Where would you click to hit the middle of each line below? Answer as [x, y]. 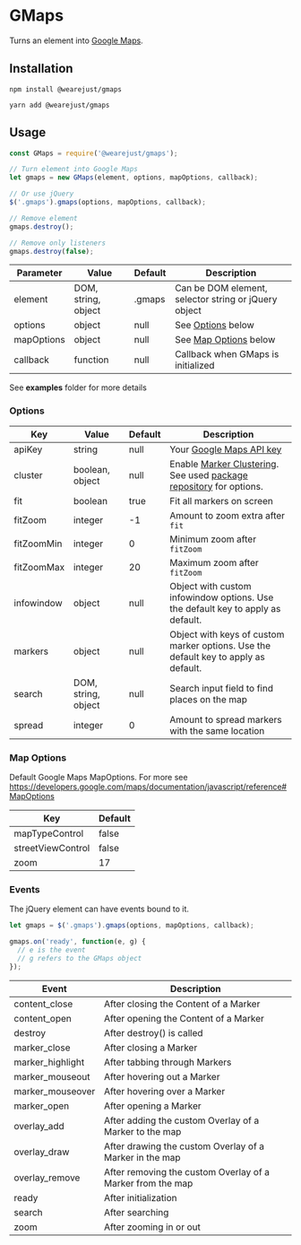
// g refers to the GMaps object [80, 958]
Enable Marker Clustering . [224, 464]
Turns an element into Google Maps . [76, 40]
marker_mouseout [52, 1076]
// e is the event [52, 950]
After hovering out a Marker [162, 1076]
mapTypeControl [49, 833]
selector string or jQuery [226, 300]
